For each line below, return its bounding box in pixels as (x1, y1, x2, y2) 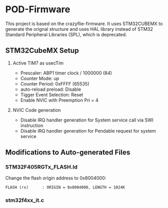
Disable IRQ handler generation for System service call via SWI (20, 117, 154, 123)
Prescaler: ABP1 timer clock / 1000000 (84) (20, 70, 112, 76)
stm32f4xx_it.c (5, 197, 45, 204)
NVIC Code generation (12, 107, 61, 113)
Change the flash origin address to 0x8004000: (5, 175, 106, 181)
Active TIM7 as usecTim (12, 60, 64, 66)
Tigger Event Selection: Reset (20, 91, 83, 98)
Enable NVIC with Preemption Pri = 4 (20, 97, 99, 103)
